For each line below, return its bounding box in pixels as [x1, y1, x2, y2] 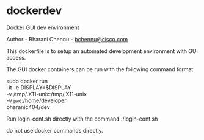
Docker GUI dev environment [6, 24, 79, 31]
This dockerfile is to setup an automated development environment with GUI [6, 47, 199, 55]
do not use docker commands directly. [6, 127, 103, 134]
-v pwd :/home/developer [6, 97, 67, 104]
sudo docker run [6, 77, 48, 85]
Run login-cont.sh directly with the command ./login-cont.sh [6, 115, 158, 122]
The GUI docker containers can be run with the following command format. [6, 65, 195, 73]
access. [6, 54, 26, 61]
